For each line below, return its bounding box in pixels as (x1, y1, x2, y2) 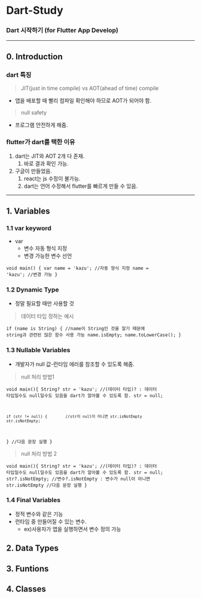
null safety (20, 109, 47, 116)
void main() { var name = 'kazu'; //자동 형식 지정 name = (6, 265, 149, 272)
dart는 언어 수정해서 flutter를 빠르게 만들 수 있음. (23, 182, 138, 190)
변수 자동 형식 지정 (23, 245, 68, 252)
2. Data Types (6, 543, 59, 554)
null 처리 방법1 (20, 373, 55, 380)
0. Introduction (6, 52, 63, 62)
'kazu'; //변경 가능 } (6, 272, 58, 278)
